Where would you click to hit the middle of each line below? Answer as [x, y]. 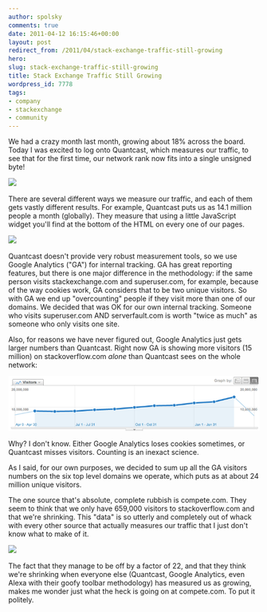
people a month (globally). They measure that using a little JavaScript [122, 216]
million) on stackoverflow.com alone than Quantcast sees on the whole [124, 357]
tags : [17, 93]
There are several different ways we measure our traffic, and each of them [131, 199]
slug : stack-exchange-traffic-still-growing [83, 68]
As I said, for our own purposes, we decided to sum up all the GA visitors [128, 468]
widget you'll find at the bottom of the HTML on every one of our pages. [127, 224]
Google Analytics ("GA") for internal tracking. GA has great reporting [120, 265]
